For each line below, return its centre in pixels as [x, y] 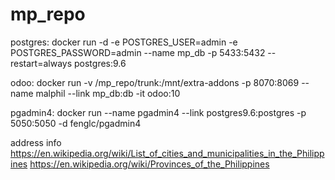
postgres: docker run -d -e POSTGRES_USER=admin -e [124, 42]
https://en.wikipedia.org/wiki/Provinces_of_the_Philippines [149, 164]
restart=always [41, 63]
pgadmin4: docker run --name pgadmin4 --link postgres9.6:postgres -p [158, 112]
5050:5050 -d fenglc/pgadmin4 [76, 123]
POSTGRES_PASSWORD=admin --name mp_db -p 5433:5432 [138, 52]
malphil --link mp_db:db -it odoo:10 [108, 93]
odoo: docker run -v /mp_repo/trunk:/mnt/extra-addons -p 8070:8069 [155, 82]
